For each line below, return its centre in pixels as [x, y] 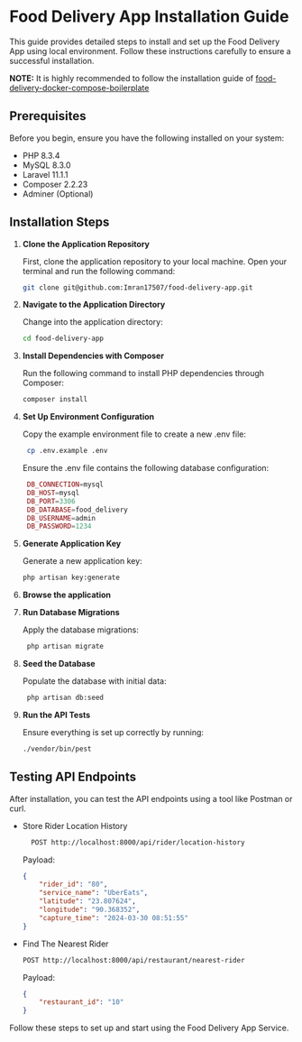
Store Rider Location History [75, 825]
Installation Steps [59, 222]
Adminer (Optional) [58, 194]
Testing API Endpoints [73, 777]
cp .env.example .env [67, 451]
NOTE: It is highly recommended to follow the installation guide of [132, 78]
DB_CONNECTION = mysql [65, 484]
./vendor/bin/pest [57, 749]
